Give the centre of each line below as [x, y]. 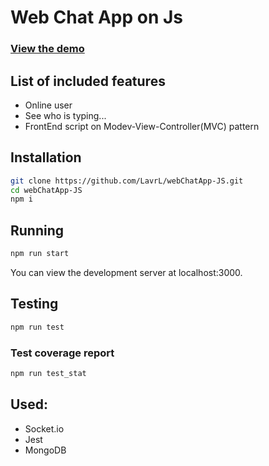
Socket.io [44, 428]
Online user [48, 105]
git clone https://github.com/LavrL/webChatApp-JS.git [127, 181]
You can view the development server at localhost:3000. [126, 273]
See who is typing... [65, 115]
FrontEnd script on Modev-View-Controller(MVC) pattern [142, 126]
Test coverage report [62, 353]
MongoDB [45, 450]
